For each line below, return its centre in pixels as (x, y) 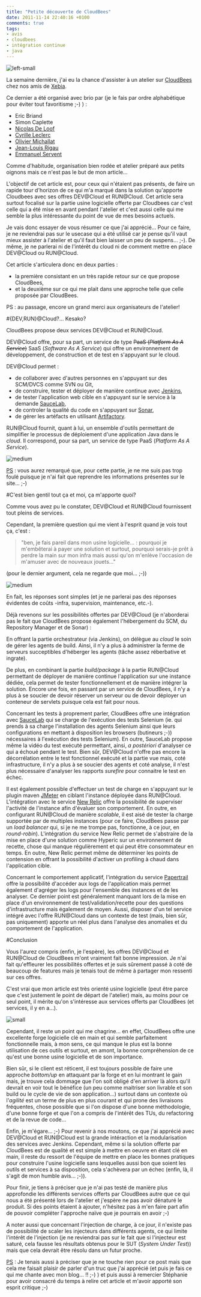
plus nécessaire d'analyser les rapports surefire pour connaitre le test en (96, 771)
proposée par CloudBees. (46, 295)
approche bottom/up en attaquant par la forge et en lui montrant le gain (94, 1075)
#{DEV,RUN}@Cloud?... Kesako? (46, 319)
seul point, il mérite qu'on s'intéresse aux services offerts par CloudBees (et (100, 1001)
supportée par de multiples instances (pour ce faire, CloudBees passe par (97, 820)
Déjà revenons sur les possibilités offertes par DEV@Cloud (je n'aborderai (97, 614)
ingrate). (16, 658)
